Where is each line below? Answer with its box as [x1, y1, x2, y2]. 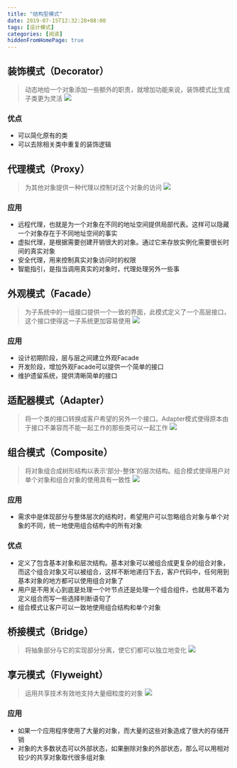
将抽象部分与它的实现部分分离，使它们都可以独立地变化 [24, 646, 187, 655]
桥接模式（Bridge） [7, 626, 94, 638]
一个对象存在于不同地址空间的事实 [17, 229, 118, 238]
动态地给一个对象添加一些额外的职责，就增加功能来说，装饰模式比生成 [24, 85, 231, 93]
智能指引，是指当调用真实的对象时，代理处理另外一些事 [17, 265, 180, 273]
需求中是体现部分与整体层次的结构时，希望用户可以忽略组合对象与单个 [17, 512, 224, 521]
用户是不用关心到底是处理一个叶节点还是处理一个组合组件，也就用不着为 [17, 585, 229, 594]
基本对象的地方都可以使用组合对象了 [17, 576, 124, 584]
